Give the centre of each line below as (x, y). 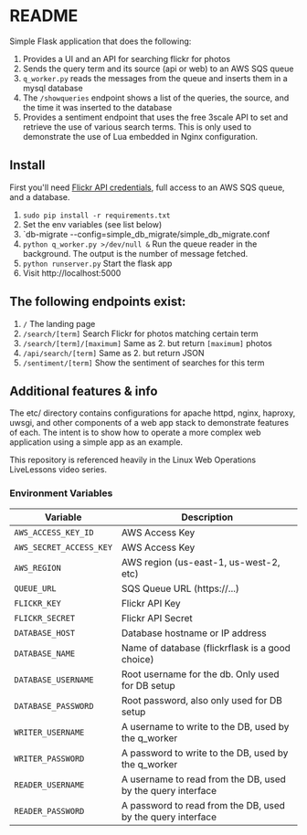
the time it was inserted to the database (97, 107)
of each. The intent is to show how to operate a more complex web (136, 433)
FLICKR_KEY (37, 603)
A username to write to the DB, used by (205, 726)
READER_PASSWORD (49, 811)
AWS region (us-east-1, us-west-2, (201, 562)
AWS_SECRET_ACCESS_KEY (63, 547)
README (44, 16)
